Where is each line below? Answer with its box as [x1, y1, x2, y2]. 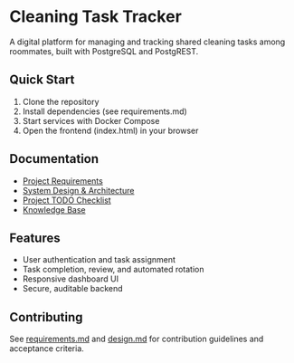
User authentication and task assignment [22, 254, 176, 265]
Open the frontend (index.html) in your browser [22, 125, 199, 136]
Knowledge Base [22, 204, 86, 215]
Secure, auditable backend [22, 283, 124, 294]
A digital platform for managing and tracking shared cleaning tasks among [9, 36, 286, 47]
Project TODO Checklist [22, 195, 111, 205]
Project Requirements [22, 175, 104, 186]
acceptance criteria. [9, 343, 84, 354]
